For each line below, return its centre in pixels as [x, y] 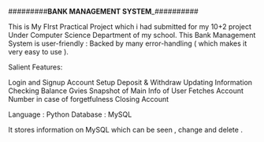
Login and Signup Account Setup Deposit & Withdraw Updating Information [130, 82]
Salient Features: [35, 67]
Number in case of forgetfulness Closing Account [89, 99]
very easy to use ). [39, 52]
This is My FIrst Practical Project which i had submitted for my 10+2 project [130, 26]
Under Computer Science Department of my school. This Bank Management [132, 35]
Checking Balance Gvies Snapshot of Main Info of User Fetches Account [126, 91]
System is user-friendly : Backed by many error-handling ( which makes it [128, 43]
